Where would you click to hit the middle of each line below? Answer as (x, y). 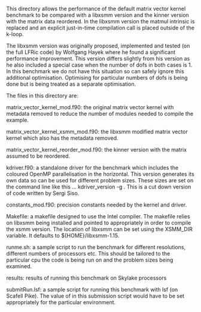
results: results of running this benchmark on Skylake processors (86, 278)
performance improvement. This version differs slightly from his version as (98, 58)
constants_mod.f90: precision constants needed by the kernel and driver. (97, 205)
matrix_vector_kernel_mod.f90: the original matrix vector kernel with (90, 107)
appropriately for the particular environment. (61, 302)
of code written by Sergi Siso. (43, 193)
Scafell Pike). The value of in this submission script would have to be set (95, 296)
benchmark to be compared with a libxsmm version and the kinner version (98, 15)
